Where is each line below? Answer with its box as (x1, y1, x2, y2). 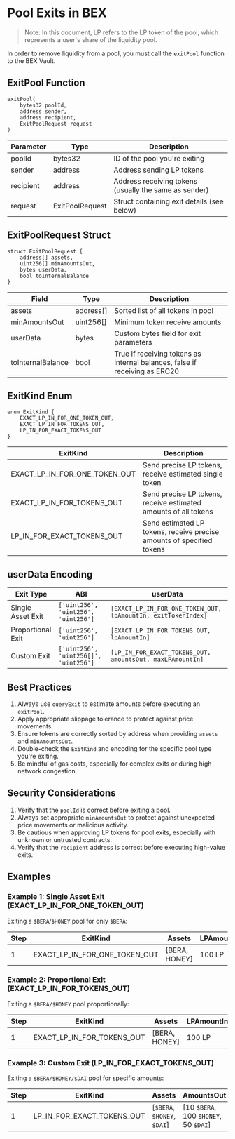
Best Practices (7, 681, 72, 693)
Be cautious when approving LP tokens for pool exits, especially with (17, 828, 216, 837)
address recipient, (20, 114, 77, 121)
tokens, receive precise (142, 527, 220, 537)
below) (113, 205, 136, 215)
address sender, (20, 107, 68, 115)
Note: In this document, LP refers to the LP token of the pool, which (24, 28, 219, 36)
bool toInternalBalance (20, 272, 90, 279)
